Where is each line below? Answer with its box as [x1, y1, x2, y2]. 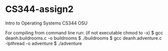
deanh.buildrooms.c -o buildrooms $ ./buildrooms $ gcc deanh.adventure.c [5, 35, 162, 41]
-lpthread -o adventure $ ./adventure [5, 40, 82, 46]
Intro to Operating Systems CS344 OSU [5, 20, 88, 26]
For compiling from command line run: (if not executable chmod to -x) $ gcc [5, 29, 163, 35]
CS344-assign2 [5, 3, 74, 15]
